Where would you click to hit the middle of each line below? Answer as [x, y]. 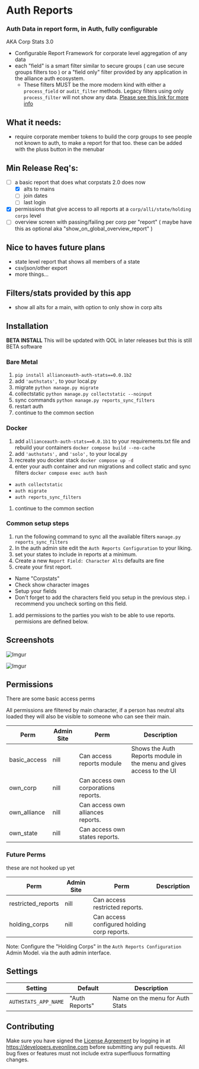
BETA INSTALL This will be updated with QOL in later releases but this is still [99, 340]
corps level [28, 216]
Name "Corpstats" [37, 578]
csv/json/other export [41, 268]
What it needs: [34, 122]
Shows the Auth [153, 748]
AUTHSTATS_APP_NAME [36, 1002]
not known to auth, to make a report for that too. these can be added [98, 143]
